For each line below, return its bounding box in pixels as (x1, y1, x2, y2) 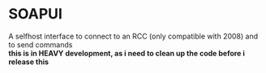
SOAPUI (8, 5, 63, 23)
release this (8, 57, 49, 67)
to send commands (8, 39, 73, 49)
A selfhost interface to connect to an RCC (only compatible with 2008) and (8, 31, 259, 41)
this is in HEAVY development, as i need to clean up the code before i (8, 48, 246, 58)
